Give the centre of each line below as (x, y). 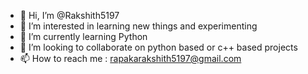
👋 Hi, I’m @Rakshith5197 (69, 15)
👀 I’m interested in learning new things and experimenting (138, 26)
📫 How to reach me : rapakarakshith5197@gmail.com (130, 58)
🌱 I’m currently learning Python (83, 36)
